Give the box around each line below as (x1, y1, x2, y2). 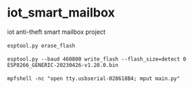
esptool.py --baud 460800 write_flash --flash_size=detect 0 (7, 55, 187, 63)
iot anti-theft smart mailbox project (7, 28, 105, 36)
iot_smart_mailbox (7, 5, 115, 21)
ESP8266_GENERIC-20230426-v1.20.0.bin (7, 61, 119, 68)
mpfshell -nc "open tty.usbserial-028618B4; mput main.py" (7, 75, 181, 82)
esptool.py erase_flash (7, 42, 76, 49)
